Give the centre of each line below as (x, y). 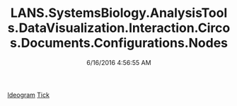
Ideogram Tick (28, 95)
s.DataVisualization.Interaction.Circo (119, 28)
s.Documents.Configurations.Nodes (119, 43)
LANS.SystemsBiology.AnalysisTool (119, 13)
